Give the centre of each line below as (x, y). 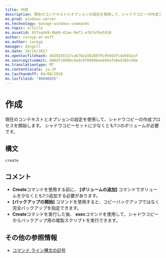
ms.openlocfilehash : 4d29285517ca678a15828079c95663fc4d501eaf (72, 56)
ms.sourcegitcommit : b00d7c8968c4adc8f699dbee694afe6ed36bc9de (72, 60)
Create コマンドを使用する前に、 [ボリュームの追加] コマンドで (76, 190)
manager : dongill (23, 46)
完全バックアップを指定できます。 (47, 208)
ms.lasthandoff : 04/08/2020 (34, 74)
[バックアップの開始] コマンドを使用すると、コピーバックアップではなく (86, 202)
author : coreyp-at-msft (30, 38)
